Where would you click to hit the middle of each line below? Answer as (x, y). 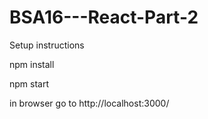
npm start (29, 83)
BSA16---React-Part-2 (104, 17)
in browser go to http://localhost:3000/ (89, 103)
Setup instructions (47, 45)
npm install (32, 64)
